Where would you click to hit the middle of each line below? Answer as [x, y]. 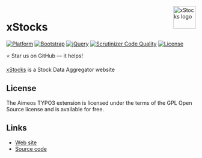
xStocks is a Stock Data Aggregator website [61, 69]
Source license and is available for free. [55, 109]
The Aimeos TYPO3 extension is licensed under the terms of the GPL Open [99, 103]
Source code [31, 148]
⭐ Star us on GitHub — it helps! [44, 56]
